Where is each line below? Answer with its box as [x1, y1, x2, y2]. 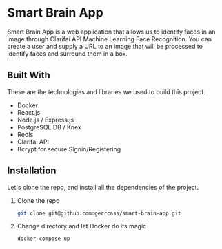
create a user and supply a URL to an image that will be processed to [7, 42, 203, 50]
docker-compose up [17, 235, 70, 242]
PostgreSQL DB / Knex [17, 122, 81, 131]
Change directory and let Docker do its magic [17, 222, 147, 230]
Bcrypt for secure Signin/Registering [17, 144, 121, 153]
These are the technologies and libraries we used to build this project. [7, 87, 205, 96]
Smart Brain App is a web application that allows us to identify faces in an [7, 28, 216, 36]
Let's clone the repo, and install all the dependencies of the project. [7, 183, 199, 191]
